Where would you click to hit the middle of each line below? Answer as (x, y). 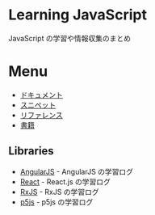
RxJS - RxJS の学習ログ (59, 192)
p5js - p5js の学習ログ (57, 202)
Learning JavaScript (78, 15)
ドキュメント (41, 95)
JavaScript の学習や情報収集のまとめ (70, 38)
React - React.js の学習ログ (65, 181)
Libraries (31, 151)
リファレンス (41, 115)
